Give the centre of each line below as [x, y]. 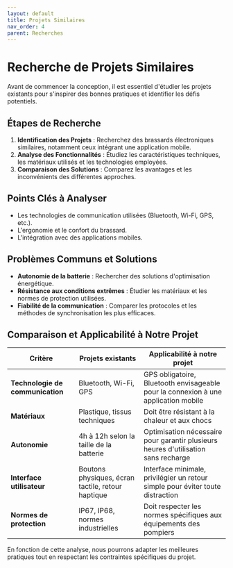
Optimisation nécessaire [183, 432]
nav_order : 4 [26, 26]
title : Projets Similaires [46, 20]
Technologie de [37, 383]
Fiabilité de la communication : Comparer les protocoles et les [107, 306]
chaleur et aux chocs [178, 421]
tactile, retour [101, 487]
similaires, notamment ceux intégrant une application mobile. [104, 147]
